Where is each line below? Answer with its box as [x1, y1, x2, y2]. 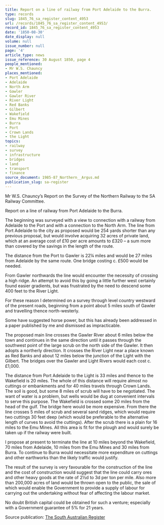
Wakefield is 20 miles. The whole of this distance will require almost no [5, 378, 148, 383]
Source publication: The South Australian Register [5, 514, 105, 520]
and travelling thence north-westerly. [5, 308, 80, 314]
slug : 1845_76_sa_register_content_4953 [5, 16, 89, 21]
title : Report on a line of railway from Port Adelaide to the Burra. [5, 7, 152, 12]
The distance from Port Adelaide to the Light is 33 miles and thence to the [5, 372, 154, 378]
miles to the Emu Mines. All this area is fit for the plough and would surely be [5, 424, 159, 430]
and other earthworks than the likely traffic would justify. [5, 455, 119, 461]
